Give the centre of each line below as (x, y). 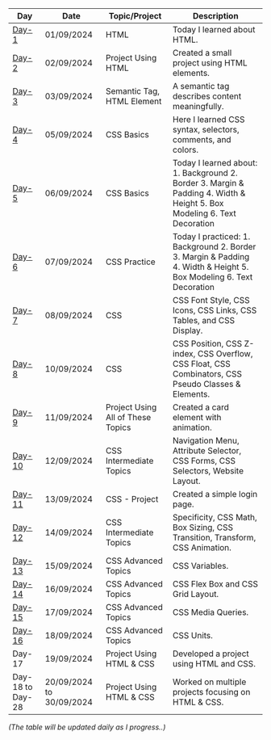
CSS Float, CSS (202, 364)
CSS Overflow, (225, 353)
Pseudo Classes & (206, 384)
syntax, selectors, (206, 130)
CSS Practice (130, 262)
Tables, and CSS (204, 320)
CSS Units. (193, 635)
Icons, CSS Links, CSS (215, 310)
